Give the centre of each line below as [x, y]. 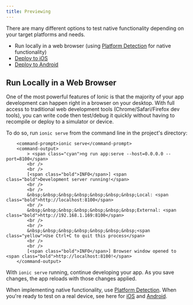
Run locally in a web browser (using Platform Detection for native [93, 46]
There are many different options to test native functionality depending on [95, 28]
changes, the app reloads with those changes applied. [71, 279]
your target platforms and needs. [46, 34]
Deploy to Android [36, 64]
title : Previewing [28, 11]
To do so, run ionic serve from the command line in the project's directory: [97, 133]
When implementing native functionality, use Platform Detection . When [91, 290]
